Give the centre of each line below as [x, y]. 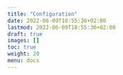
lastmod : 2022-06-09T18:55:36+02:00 [61, 27]
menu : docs [23, 61]
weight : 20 [23, 54]
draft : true [25, 34]
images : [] [23, 41]
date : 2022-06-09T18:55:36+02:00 [57, 21]
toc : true [22, 47]
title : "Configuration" [43, 14]
